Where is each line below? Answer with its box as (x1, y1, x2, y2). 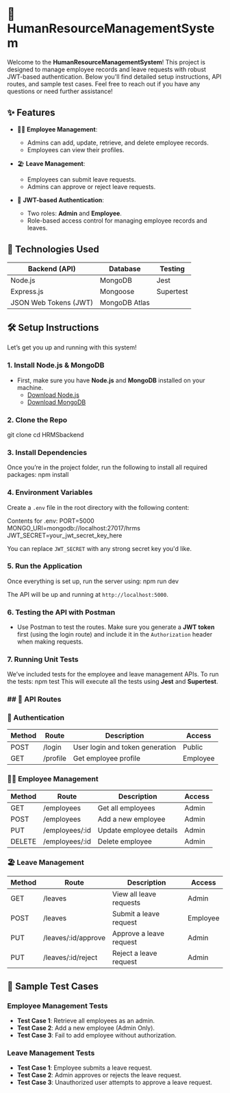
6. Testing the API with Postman (7, 607, 116, 617)
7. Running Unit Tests (7, 654, 79, 664)
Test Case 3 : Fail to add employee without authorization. (16, 1031, 177, 1039)
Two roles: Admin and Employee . (27, 209, 122, 217)
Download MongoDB (27, 397, 86, 406)
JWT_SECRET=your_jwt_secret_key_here (7, 531, 123, 539)
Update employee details (97, 825, 178, 835)
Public (182, 742, 203, 752)
